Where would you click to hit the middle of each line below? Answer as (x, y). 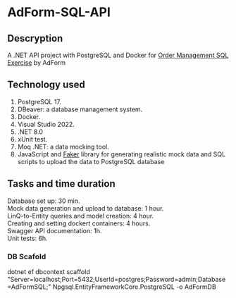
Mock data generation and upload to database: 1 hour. (86, 208)
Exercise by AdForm (37, 63)
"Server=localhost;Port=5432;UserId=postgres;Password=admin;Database (117, 279)
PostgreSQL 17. (39, 101)
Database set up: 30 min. (44, 201)
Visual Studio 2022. (46, 124)
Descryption (35, 38)
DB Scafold (27, 256)
